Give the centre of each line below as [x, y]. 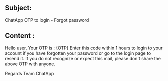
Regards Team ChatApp [30, 73]
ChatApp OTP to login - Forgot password [47, 20]
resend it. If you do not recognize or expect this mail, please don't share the [83, 58]
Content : [20, 36]
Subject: [19, 8]
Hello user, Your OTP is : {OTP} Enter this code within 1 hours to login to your [84, 48]
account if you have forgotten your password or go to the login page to [78, 53]
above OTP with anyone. [30, 64]
